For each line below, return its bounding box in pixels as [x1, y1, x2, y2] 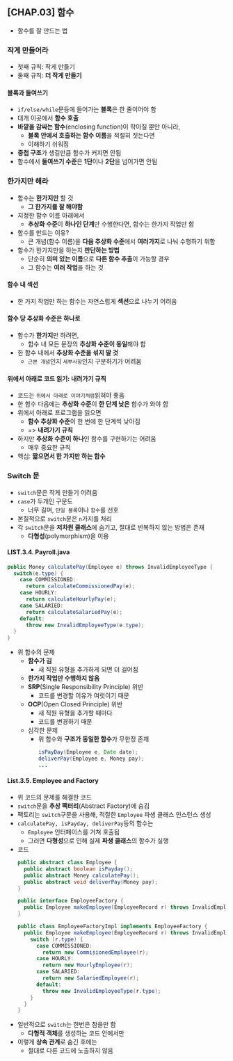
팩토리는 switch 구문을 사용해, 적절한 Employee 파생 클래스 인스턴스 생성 [17, 811, 211, 819]
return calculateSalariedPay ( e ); [25, 608, 123, 615]
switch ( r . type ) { [30, 936, 83, 943]
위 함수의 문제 [17, 648, 55, 656]
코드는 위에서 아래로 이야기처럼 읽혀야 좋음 [17, 391, 125, 400]
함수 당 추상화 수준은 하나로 [7, 314, 81, 323]
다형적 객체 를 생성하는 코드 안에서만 [27, 1029, 124, 1037]
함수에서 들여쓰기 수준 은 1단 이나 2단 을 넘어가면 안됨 [17, 157, 158, 165]
